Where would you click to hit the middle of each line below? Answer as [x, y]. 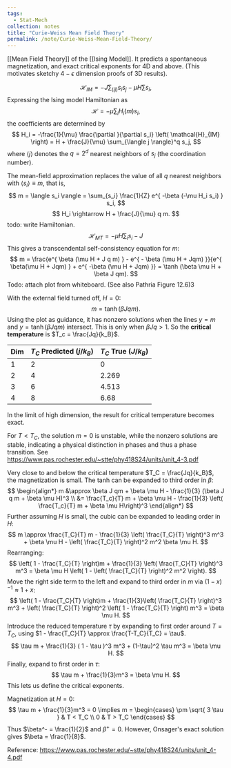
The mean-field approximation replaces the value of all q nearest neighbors [114, 176]
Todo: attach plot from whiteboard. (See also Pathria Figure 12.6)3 [101, 285]
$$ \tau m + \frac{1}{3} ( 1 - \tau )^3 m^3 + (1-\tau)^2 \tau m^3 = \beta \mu [115, 646]
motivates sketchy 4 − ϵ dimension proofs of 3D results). [87, 74]
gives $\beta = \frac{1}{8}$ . [47, 736]
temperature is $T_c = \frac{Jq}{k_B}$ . [63, 334]
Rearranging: [26, 553]
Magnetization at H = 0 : [41, 699]
